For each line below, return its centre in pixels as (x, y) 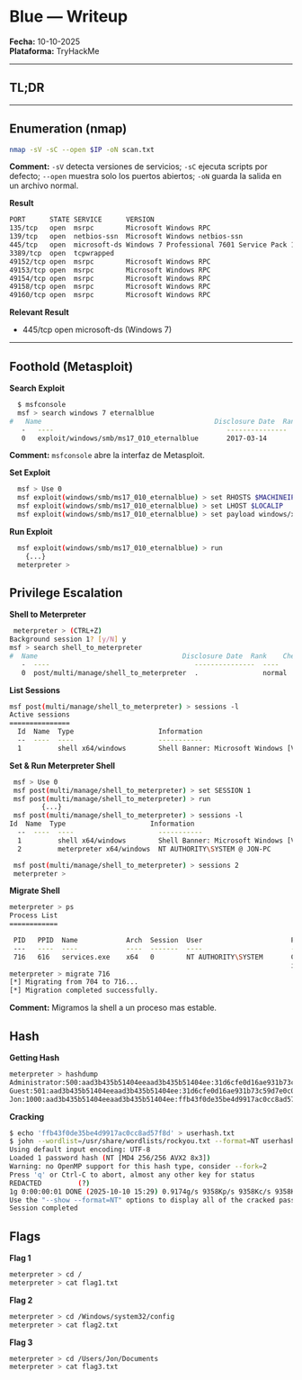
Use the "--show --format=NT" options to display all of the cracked (142, 1200)
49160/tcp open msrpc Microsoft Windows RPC (110, 295)
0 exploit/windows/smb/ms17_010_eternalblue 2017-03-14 (144, 438)
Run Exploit (31, 531)
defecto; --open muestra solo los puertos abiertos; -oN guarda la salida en (146, 176)
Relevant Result (39, 312)
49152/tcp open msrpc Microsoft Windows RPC (110, 262)
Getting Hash (35, 1058)
